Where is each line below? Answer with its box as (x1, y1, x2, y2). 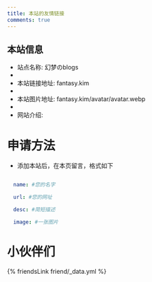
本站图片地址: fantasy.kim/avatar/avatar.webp (16, 95, 146, 103)
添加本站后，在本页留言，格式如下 (16, 162, 114, 170)
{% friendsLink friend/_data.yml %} (7, 267, 107, 275)
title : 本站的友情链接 (7, 10, 65, 17)
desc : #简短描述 (13, 206, 56, 213)
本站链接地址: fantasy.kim (16, 79, 90, 87)
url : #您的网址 (13, 194, 53, 201)
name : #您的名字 (13, 182, 56, 188)
